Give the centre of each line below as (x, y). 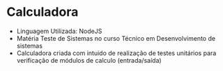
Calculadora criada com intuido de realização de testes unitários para (116, 53)
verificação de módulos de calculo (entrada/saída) (89, 60)
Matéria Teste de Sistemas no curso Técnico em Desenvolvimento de (116, 38)
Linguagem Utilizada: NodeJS (59, 31)
